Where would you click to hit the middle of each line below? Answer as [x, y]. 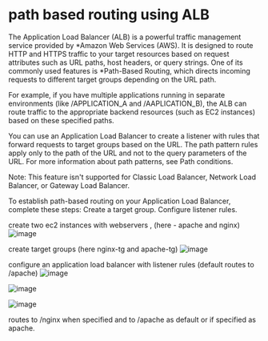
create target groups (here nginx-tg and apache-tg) [93, 249]
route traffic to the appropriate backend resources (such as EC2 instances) [132, 112]
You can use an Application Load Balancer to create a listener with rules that [134, 136]
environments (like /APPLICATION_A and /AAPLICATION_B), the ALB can [128, 103]
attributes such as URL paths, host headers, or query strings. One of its [126, 62]
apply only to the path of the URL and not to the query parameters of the [128, 153]
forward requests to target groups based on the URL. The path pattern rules [133, 144]
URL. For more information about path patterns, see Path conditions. [121, 161]
